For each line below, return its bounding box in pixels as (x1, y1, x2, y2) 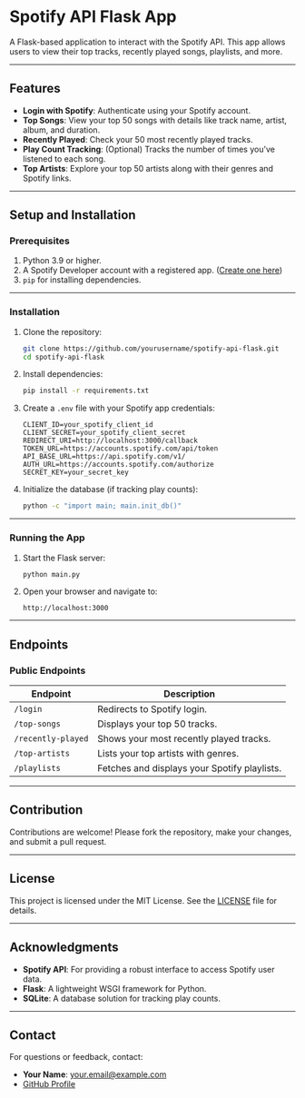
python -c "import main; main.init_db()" (22, 501, 182, 510)
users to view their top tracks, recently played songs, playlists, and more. (9, 45, 283, 56)
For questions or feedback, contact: (9, 1052, 143, 1063)
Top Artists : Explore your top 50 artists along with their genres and (22, 163, 274, 173)
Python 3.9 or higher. (22, 255, 102, 266)
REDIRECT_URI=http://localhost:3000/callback (22, 436, 198, 446)
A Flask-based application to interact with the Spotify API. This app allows (9, 36, 286, 47)
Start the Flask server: (22, 552, 106, 563)
